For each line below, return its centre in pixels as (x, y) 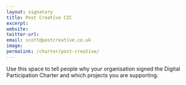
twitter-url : (23, 35)
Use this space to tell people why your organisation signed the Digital (93, 69)
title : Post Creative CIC (39, 18)
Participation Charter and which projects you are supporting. (82, 75)
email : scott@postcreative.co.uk (49, 40)
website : (17, 29)
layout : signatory (30, 12)
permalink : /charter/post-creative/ (53, 52)
